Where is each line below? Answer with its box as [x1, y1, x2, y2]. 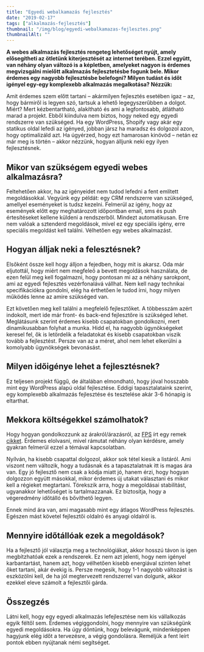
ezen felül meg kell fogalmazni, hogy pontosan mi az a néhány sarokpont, [6, 273, 191, 281]
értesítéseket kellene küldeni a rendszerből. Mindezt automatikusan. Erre [6, 213, 189, 221]
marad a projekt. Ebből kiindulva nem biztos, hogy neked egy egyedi [6, 112, 178, 120]
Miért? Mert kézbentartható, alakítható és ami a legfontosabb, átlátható [6, 106, 185, 113]
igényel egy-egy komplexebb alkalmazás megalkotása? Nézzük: [6, 81, 172, 88]
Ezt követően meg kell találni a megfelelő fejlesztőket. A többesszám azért [6, 304, 192, 312]
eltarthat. [6, 397, 29, 404]
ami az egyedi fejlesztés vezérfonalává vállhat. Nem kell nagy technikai [6, 280, 185, 287]
